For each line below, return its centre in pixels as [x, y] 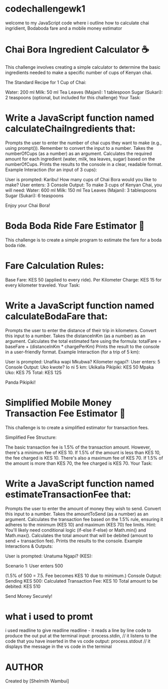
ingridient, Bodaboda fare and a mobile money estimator [64, 28]
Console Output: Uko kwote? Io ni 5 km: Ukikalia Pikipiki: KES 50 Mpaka [79, 367]
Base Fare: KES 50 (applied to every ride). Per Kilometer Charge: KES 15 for [83, 279]
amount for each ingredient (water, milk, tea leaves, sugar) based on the [80, 159]
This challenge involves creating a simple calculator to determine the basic [83, 67]
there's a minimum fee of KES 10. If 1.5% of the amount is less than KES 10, [83, 452]
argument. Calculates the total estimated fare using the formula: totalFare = [83, 341]
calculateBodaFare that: [57, 316]
